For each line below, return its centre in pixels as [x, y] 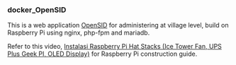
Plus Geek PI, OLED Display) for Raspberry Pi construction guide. [102, 54]
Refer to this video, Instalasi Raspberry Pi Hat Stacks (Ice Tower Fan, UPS [114, 47]
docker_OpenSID [37, 10]
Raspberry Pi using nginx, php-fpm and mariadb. [79, 32]
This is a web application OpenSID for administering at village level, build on [118, 25]
